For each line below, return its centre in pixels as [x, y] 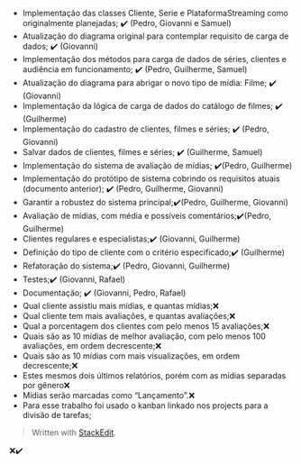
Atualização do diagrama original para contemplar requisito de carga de [155, 36]
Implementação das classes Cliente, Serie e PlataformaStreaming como [155, 13]
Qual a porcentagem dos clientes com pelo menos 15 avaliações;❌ [146, 326]
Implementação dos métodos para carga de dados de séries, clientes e [154, 59]
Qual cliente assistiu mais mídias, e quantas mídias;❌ [120, 306]
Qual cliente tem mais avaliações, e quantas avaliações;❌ [129, 316]
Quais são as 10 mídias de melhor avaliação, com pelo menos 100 [144, 336]
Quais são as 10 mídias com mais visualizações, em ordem [131, 356]
